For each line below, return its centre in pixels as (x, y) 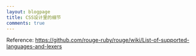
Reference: (20, 40)
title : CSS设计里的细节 (34, 17)
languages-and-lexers (34, 46)
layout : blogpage (28, 12)
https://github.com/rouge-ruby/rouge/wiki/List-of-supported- (112, 40)
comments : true (26, 23)
